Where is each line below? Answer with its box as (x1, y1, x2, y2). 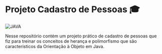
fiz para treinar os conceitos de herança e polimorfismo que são (5, 38, 137, 44)
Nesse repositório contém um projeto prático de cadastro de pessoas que (5, 33, 157, 39)
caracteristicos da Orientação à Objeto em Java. (5, 43, 105, 49)
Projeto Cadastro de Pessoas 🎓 (5, 4, 140, 15)
